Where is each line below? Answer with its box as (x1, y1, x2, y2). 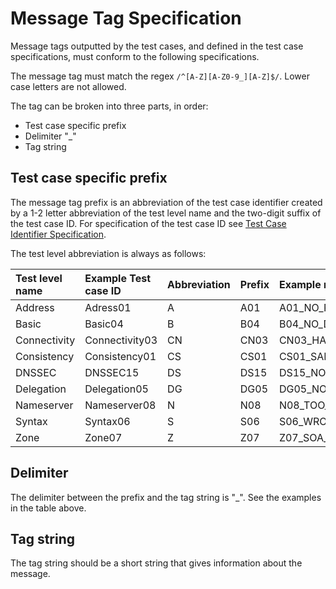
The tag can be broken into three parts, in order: (10, 100, 209, 112)
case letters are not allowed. (10, 80, 127, 92)
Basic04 (84, 317, 124, 331)
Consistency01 (84, 349, 157, 363)
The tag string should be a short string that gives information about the (10, 557, 303, 569)
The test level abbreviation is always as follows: (10, 247, 207, 259)
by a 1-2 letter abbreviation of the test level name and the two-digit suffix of (10, 207, 322, 219)
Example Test (84, 271, 152, 285)
